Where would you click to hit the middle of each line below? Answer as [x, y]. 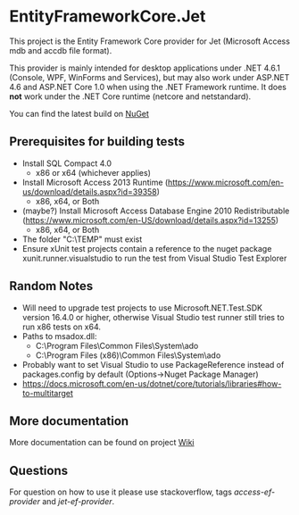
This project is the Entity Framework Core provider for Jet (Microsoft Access [149, 41]
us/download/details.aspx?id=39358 [90, 191]
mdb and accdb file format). [61, 50]
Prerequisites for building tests [97, 141]
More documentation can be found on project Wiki [102, 443]
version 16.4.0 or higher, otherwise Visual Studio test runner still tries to [153, 317]
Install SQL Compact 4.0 [67, 163]
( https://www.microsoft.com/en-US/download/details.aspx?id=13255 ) [150, 220]
